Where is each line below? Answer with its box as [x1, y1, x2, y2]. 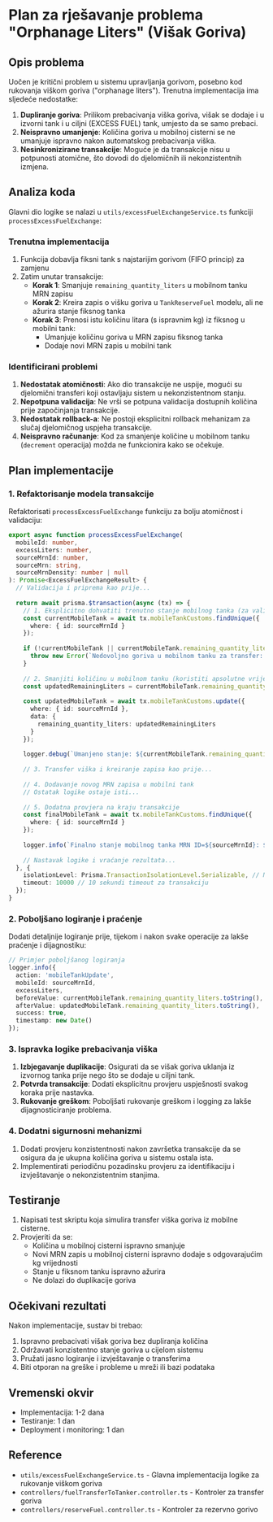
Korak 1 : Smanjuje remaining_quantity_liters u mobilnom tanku [32, 281, 248, 290]
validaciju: [8, 515, 42, 526]
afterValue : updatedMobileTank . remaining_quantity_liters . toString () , [15, 1001, 260, 1010]
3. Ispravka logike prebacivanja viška [8, 1043, 158, 1054]
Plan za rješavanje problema [8, 6, 203, 24]
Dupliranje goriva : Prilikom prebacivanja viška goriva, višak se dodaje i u [19, 110, 265, 120]
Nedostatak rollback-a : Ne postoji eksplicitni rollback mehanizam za [19, 414, 250, 424]
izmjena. [19, 162, 49, 172]
